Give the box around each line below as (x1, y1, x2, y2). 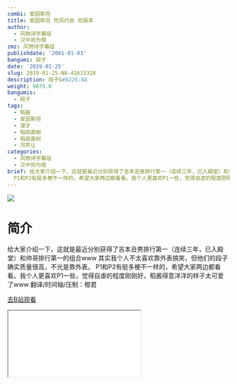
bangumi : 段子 (7, 57, 47, 64)
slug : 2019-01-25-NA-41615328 (7, 69, 97, 76)
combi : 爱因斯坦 (7, 10, 51, 18)
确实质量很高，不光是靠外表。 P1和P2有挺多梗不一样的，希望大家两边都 (7, 263, 215, 271)
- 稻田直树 (13, 135, 42, 142)
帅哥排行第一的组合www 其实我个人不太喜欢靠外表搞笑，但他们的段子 (25, 254, 229, 262)
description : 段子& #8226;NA (7, 76, 88, 83)
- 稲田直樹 (13, 129, 42, 136)
